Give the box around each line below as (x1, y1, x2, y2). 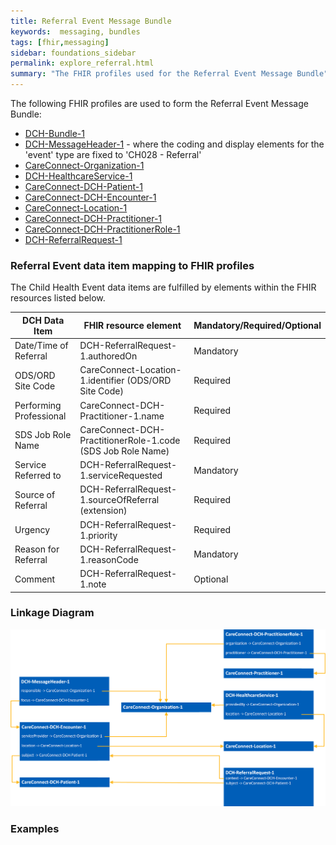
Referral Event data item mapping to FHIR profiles (10, 258, 255, 272)
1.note (79, 578, 107, 590)
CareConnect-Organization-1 (24, 160, 145, 171)
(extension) (79, 505, 128, 517)
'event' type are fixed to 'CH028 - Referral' (24, 149, 202, 160)
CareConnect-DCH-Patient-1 (24, 181, 143, 192)
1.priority (79, 529, 118, 541)
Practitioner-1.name (79, 410, 165, 422)
